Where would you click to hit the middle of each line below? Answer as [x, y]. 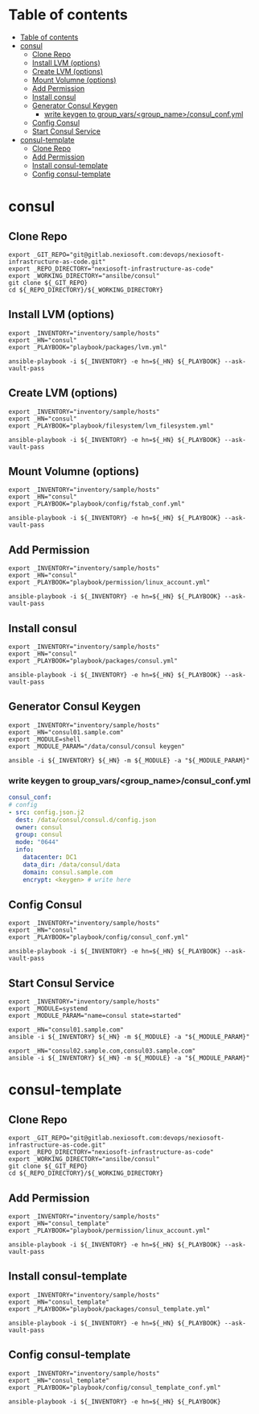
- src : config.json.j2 [46, 812]
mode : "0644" [37, 842]
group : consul [39, 835]
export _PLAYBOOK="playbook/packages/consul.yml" [93, 661]
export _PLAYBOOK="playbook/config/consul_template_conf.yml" [115, 1387]
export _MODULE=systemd [48, 1009]
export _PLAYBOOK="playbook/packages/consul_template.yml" [109, 1309]
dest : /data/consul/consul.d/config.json [86, 820]
